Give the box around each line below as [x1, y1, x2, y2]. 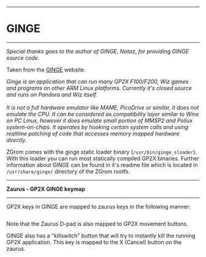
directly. [6, 136, 27, 144]
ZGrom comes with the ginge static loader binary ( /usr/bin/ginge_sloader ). [6, 148, 197, 155]
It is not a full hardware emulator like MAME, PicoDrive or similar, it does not [6, 103, 199, 111]
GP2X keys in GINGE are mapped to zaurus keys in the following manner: [6, 203, 191, 210]
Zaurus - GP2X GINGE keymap [6, 185, 86, 193]
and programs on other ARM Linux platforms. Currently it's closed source [6, 84, 192, 92]
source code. [6, 54, 40, 61]
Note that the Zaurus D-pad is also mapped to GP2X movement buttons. [6, 220, 189, 227]
